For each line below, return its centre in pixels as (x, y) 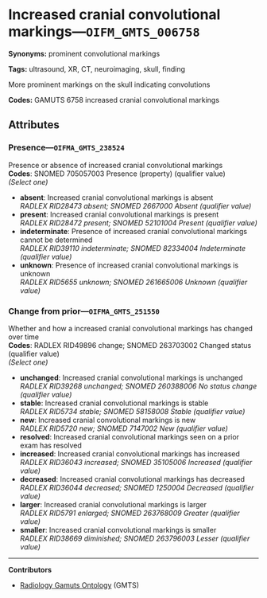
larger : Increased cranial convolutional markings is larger (113, 504)
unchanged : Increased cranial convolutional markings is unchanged (132, 377)
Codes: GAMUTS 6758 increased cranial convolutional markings (114, 100)
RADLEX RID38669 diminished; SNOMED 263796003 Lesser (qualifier (135, 538)
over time (24, 337)
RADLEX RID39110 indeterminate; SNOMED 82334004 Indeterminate (133, 248)
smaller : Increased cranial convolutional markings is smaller (118, 530)
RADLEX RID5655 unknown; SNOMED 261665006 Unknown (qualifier (133, 282)
